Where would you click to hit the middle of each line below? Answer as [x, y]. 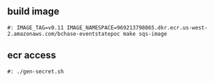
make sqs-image [145, 34]
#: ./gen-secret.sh [36, 71]
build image [33, 12]
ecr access [32, 55]
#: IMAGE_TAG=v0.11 [36, 27]
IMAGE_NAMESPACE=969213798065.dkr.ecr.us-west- [137, 27]
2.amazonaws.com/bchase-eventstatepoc [64, 34]
